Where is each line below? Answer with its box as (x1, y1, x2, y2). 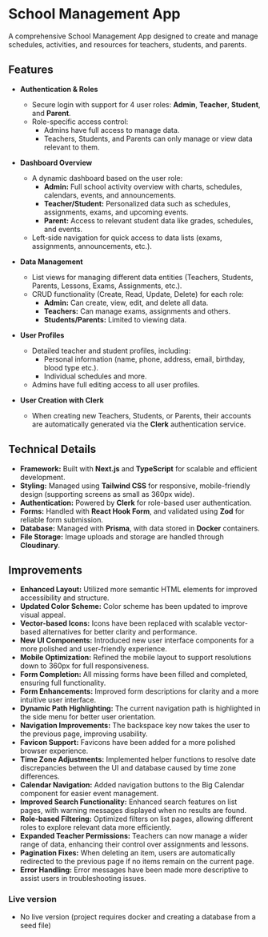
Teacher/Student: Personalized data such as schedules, (43, 198, 230, 208)
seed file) (19, 920, 52, 930)
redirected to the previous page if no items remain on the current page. (19, 857, 254, 867)
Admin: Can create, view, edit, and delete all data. (43, 298, 209, 307)
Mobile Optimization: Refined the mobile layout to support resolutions (19, 653, 252, 663)
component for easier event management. (19, 789, 159, 799)
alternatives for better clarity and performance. (42, 627, 198, 637)
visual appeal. (19, 610, 66, 620)
